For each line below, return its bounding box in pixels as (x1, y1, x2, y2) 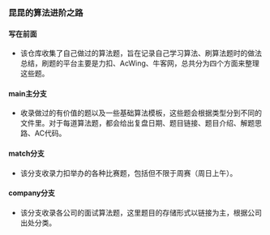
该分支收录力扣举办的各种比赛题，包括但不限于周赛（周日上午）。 (19, 168, 238, 177)
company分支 (8, 188, 55, 198)
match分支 (8, 148, 45, 158)
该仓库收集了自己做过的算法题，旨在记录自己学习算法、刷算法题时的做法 (19, 49, 262, 58)
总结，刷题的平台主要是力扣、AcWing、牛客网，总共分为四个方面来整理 (19, 58, 259, 68)
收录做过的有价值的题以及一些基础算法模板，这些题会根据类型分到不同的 (19, 108, 262, 118)
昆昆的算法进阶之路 (8, 6, 84, 18)
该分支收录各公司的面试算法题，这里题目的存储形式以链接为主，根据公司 (19, 207, 262, 217)
